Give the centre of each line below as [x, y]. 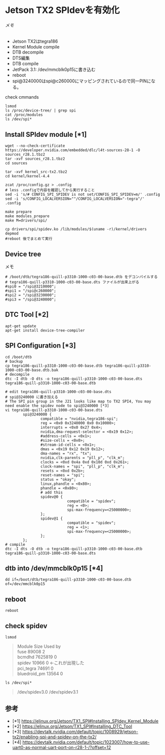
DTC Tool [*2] [27, 315]
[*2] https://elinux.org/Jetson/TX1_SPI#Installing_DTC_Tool [72, 726]
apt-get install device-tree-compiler [45, 330]
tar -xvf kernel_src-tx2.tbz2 [36, 172]
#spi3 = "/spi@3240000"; [31, 300]
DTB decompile [28, 52]
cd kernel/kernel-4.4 [27, 176]
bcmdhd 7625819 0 [37, 657]
